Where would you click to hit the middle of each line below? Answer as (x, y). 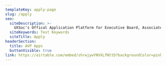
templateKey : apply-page (31, 10)
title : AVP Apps (26, 46)
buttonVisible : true (31, 50)
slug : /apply (19, 14)
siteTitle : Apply (27, 37)
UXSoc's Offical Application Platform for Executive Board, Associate (88, 28)
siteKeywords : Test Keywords (40, 32)
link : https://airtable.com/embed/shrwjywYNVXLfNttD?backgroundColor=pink (84, 55)
